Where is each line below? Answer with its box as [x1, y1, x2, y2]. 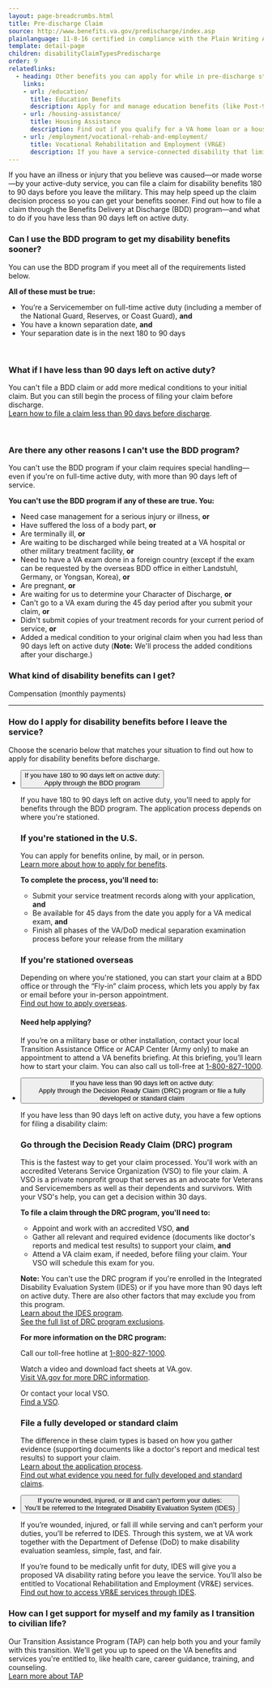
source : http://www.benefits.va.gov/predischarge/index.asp [8, 27, 216, 35]
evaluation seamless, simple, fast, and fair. [19, 1546, 162, 1556]
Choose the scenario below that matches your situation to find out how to [8, 745, 253, 755]
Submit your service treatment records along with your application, [32, 891, 256, 901]
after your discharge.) [19, 650, 93, 660]
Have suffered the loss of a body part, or [19, 521, 156, 530]
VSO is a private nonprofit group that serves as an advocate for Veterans [19, 1175, 263, 1184]
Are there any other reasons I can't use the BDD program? [8, 444, 240, 456]
